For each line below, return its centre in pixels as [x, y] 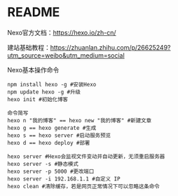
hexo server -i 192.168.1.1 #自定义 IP [64, 179]
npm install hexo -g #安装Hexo [52, 84]
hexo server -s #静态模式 [43, 164]
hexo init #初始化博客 [38, 99]
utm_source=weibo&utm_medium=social [66, 55]
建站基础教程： [29, 47]
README [34, 12]
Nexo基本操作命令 [33, 70]
